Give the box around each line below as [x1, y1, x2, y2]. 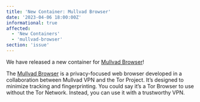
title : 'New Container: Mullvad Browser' [6, 8, 111, 15]
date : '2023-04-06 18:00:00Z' [6, 14, 82, 20]
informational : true [6, 20, 58, 26]
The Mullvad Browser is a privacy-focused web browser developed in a [6, 70, 183, 77]
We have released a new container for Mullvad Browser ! [6, 58, 145, 66]
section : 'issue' [6, 42, 50, 48]
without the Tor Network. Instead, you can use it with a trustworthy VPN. [6, 89, 185, 96]
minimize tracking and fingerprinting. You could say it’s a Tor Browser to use [6, 82, 195, 89]
